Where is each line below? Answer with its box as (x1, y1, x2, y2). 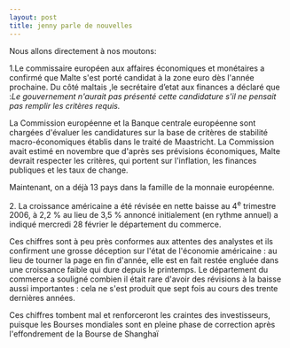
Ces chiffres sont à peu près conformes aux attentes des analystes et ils (9, 236, 273, 247)
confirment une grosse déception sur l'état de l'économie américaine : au (9, 245, 278, 257)
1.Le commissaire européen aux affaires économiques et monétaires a (9, 63, 265, 73)
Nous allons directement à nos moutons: (9, 45, 157, 56)
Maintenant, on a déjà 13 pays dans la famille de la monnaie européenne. (9, 182, 275, 192)
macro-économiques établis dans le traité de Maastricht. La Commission (9, 136, 275, 147)
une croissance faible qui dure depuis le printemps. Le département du (9, 265, 269, 275)
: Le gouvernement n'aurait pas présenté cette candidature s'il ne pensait (9, 90, 277, 102)
